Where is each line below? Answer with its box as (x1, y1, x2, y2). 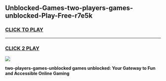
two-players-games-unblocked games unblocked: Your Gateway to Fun (5, 65, 156, 71)
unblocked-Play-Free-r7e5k (5, 12, 93, 20)
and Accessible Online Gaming (5, 70, 70, 76)
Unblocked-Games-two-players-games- (5, 4, 133, 12)
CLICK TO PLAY (5, 27, 43, 33)
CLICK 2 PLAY (5, 45, 40, 52)
